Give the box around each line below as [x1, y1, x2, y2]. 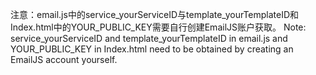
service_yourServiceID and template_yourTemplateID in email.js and [10, 33, 288, 44]
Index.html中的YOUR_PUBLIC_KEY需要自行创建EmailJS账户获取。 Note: [10, 21, 307, 33]
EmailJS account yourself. [10, 54, 118, 65]
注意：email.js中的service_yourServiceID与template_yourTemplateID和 [10, 9, 300, 20]
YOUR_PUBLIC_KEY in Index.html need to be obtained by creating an [10, 43, 294, 55]
